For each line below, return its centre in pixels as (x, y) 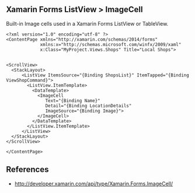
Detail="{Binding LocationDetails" (88, 106)
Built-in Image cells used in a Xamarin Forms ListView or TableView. (87, 23)
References (27, 169)
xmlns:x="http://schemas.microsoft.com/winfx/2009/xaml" (111, 44)
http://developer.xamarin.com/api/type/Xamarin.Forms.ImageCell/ (94, 184)
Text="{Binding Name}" (73, 101)
